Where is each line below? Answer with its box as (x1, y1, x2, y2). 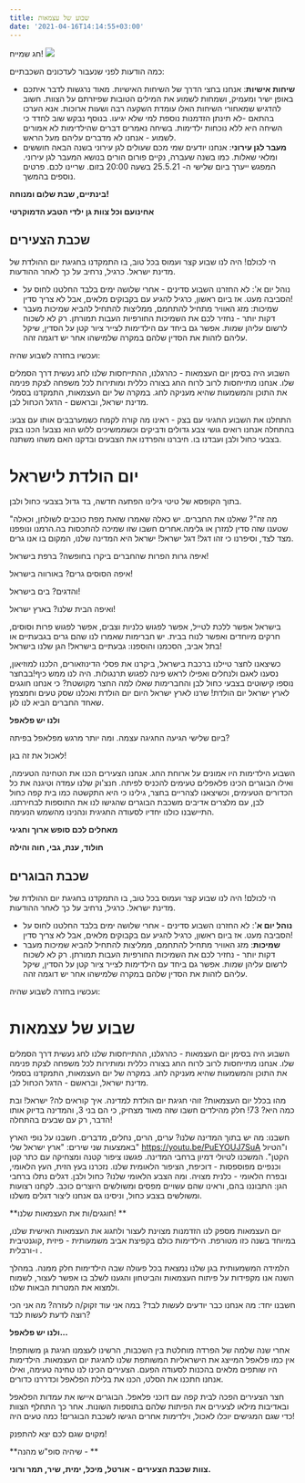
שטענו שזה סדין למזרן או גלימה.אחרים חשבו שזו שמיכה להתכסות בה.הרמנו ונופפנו (9, 524, 289, 534)
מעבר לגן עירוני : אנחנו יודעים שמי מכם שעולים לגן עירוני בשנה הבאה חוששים (22, 141, 287, 152)
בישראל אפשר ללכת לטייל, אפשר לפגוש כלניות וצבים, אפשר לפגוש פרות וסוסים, (9, 621, 281, 632)
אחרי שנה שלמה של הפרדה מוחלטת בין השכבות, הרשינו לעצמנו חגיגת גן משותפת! (9, 1344, 290, 1355)
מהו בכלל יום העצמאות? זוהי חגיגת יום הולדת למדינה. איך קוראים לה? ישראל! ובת (9, 1095, 287, 1105)
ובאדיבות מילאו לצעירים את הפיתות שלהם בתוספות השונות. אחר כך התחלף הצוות (9, 1401, 290, 1412)
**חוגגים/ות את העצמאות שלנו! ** (9, 1208, 127, 1219)
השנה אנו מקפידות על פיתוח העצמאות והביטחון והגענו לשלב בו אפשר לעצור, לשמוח (9, 1272, 294, 1282)
